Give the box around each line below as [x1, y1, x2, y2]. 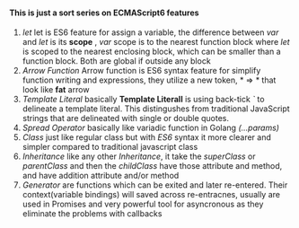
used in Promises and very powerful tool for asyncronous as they [22, 198, 264, 210]
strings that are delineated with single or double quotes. [22, 113, 230, 124]
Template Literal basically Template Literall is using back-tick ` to [22, 94, 265, 105]
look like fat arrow [22, 84, 90, 95]
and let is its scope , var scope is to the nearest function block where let [22, 37, 290, 48]
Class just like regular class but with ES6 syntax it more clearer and [22, 132, 272, 143]
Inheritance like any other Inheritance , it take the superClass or [22, 151, 256, 162]
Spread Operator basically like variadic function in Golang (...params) [22, 122, 280, 134]
